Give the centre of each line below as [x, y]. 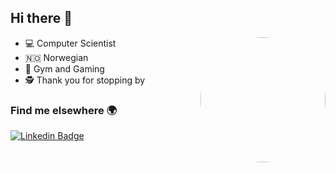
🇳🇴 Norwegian [56, 57]
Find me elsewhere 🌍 [64, 110]
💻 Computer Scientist [70, 43]
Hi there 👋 [41, 18]
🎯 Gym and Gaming [64, 68]
